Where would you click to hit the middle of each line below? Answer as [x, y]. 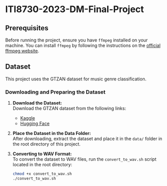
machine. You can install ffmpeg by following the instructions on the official [83, 45]
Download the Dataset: [37, 103]
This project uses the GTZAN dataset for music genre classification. [76, 79]
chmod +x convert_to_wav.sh [42, 174]
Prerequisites [27, 28]
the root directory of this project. [47, 144]
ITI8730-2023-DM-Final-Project [75, 9]
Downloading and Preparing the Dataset [55, 92]
